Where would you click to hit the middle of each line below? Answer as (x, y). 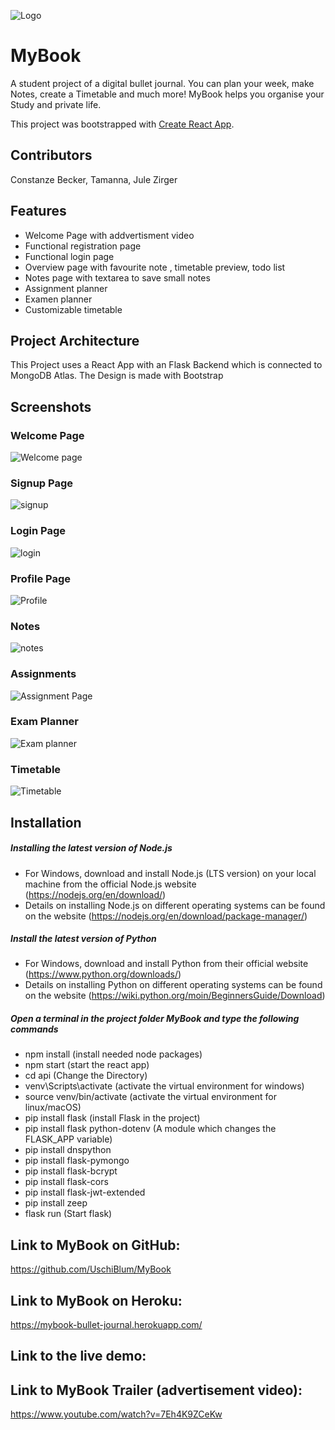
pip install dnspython (68, 1150)
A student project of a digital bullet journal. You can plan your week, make (162, 83)
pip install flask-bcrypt (71, 1171)
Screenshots (51, 406)
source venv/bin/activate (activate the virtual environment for (150, 1097)
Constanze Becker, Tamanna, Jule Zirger (94, 179)
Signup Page (42, 483)
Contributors (51, 155)
